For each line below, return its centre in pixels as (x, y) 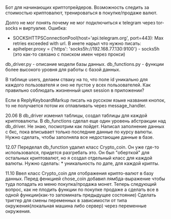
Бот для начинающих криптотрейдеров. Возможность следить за (77, 7)
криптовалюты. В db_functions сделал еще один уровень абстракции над (86, 121)
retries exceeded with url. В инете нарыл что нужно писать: (77, 43)
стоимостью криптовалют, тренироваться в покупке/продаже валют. (81, 13)
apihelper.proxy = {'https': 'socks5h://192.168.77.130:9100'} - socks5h (86, 49)
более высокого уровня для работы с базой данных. (63, 69)
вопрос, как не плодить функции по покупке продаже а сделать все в (82, 189)
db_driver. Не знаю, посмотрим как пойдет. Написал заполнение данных (85, 126)
